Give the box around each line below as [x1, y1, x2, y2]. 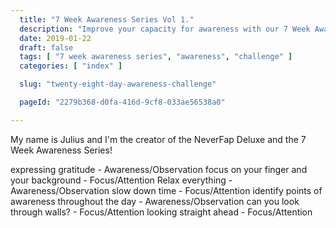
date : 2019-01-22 [19, 33, 92, 43]
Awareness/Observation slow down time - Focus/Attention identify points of [10, 184, 323, 196]
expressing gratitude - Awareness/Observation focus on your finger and [10, 163, 308, 175]
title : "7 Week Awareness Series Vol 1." [19, 14, 195, 25]
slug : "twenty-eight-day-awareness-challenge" [19, 79, 217, 90]
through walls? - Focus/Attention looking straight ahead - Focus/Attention [10, 206, 313, 218]
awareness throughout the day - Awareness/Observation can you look [10, 195, 300, 207]
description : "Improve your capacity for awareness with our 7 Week [19, 24, 311, 34]
